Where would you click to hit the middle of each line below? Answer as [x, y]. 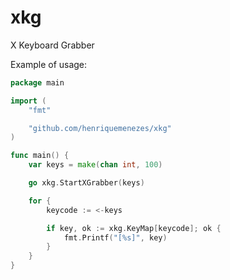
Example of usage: [49, 64]
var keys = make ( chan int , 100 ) [95, 165]
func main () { [40, 156]
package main [37, 82]
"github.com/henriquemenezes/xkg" [100, 128]
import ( [28, 101]
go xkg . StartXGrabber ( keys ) [86, 183]
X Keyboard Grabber [52, 45]
